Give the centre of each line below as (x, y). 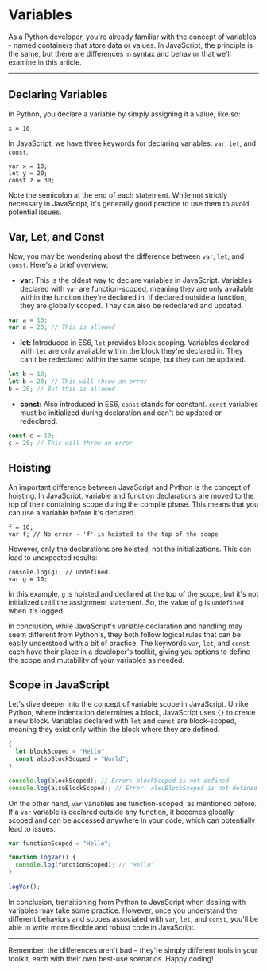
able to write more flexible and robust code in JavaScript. (102, 927)
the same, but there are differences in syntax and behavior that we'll (120, 53)
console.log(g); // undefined (58, 572)
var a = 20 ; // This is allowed (62, 327)
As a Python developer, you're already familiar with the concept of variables (132, 37)
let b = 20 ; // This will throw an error (78, 382)
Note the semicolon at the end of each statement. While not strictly (118, 195)
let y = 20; (28, 173)
